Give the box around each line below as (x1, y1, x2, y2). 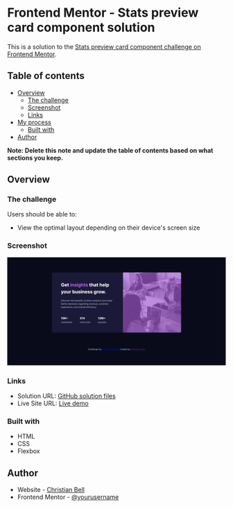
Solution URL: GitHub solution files (17, 392, 116, 400)
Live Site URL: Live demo (17, 399, 89, 407)
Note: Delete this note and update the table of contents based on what (7, 146, 214, 154)
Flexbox (17, 447, 40, 455)
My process (17, 118, 52, 126)
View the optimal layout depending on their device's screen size (17, 223, 200, 232)
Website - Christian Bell (17, 486, 85, 494)
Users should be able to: (7, 210, 78, 219)
